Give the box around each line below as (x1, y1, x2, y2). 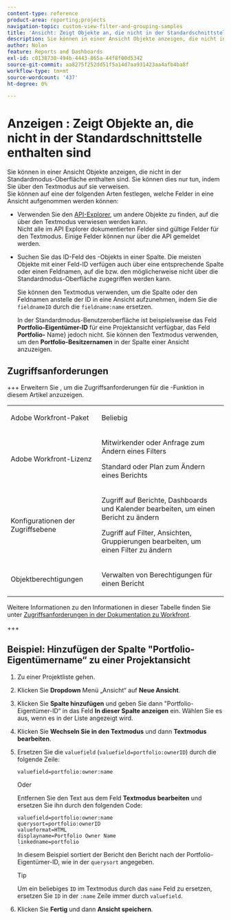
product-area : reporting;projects (7, 16, 107, 23)
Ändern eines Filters (101, 447, 167, 456)
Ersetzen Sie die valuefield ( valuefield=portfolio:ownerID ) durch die (16, 748, 217, 756)
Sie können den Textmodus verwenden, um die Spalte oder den (16, 288, 198, 296)
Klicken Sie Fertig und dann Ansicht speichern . (16, 905, 153, 913)
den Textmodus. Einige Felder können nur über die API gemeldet (16, 232, 201, 240)
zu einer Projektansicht (89, 654, 191, 666)
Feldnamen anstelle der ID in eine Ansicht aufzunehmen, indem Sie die (16, 295, 218, 304)
